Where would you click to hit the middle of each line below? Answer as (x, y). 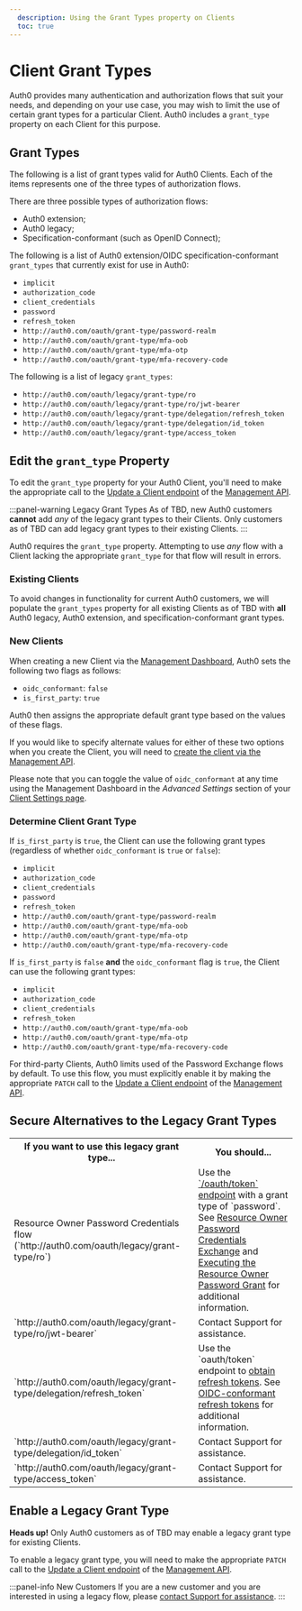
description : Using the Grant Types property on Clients (126, 18)
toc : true (36, 26)
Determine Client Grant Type (73, 821)
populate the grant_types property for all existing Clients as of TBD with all (147, 609)
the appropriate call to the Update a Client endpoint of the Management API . (151, 492)
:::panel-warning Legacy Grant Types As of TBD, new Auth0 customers (141, 509)
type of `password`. (240, 1206)
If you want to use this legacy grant (102, 1146)
